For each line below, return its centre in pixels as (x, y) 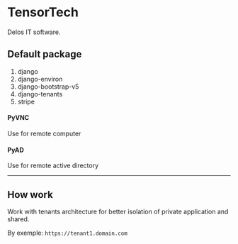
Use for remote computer (44, 133)
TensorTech (43, 12)
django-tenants (40, 94)
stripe (26, 101)
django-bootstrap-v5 (48, 87)
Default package (45, 54)
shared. (18, 219)
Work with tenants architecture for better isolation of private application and (118, 211)
